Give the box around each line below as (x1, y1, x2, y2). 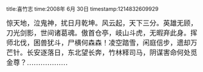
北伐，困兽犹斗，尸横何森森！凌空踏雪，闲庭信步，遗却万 (13, 39, 198, 47)
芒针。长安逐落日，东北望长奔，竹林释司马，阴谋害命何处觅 (6, 49, 198, 57)
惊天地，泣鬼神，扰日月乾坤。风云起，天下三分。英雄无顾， (6, 19, 198, 27)
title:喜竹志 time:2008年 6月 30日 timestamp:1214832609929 (6, 5, 159, 12)
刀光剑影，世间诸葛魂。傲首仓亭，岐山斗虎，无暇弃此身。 (6, 29, 191, 38)
